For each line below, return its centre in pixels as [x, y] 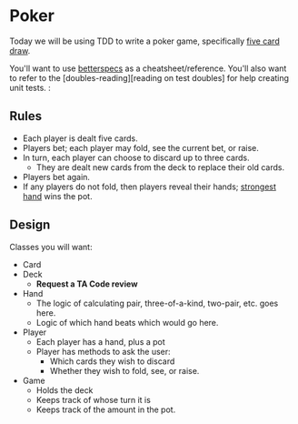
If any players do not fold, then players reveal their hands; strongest [149, 187]
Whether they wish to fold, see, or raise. [124, 370]
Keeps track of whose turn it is [94, 399]
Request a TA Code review [87, 284]
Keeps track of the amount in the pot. [106, 409]
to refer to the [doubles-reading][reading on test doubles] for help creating [149, 77]
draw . [20, 50]
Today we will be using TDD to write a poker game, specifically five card [144, 41]
